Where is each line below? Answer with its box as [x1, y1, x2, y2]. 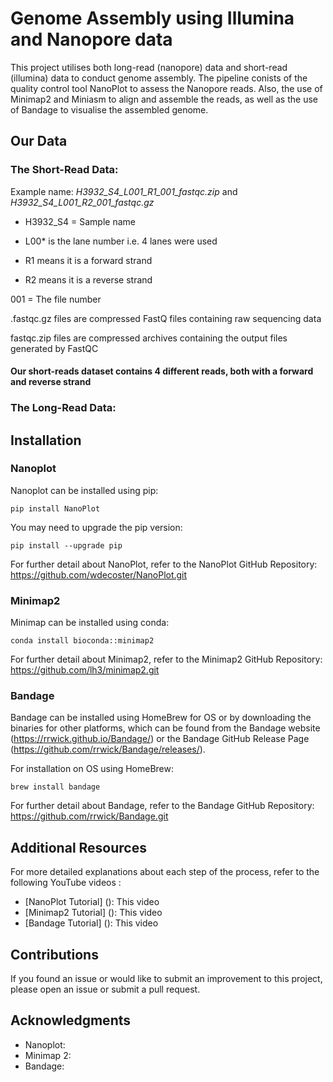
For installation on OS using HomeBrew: [10, 763, 174, 775]
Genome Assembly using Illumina [10, 7, 295, 30]
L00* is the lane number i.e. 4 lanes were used [24, 235, 218, 247]
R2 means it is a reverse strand [24, 273, 153, 286]
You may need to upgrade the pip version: [10, 521, 183, 533]
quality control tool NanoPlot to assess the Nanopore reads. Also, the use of [10, 82, 323, 94]
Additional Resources [10, 839, 147, 856]
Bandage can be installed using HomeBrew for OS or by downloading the [10, 712, 312, 724]
